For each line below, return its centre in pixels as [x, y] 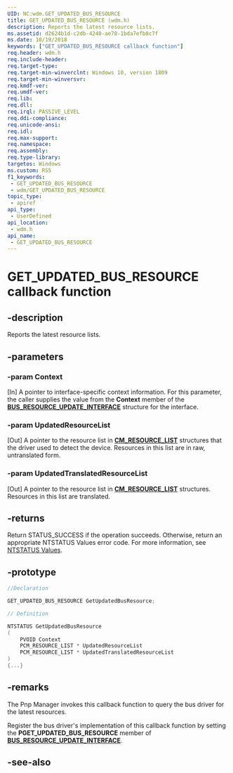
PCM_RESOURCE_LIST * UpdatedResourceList [81, 646]
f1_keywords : [26, 177]
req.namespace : [29, 145]
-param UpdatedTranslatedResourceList [78, 473]
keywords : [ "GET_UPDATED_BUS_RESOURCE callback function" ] [95, 46]
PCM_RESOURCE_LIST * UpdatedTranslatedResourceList [97, 653]
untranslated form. [34, 455]
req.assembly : [28, 151]
